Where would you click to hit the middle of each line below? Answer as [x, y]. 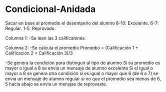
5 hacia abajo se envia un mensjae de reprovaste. [56, 84]
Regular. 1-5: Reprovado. [30, 28]
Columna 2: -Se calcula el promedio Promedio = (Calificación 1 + [72, 47]
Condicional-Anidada [50, 9]
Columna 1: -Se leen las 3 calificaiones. [45, 38]
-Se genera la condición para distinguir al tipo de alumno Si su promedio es [83, 62]
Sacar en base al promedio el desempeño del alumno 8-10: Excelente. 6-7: [82, 23]
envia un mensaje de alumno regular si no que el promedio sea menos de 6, [83, 78]
